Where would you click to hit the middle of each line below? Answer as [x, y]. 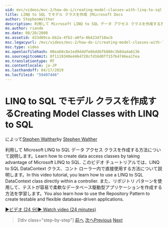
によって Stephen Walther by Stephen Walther [51, 139]
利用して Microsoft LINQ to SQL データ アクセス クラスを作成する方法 [77, 149]
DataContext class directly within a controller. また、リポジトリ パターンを [81, 181]
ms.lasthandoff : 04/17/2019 [34, 70]
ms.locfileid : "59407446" [32, 75]
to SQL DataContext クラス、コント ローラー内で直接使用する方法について [81, 168]
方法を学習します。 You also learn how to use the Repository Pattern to [77, 193]
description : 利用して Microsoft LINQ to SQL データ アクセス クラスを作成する [83, 24]
